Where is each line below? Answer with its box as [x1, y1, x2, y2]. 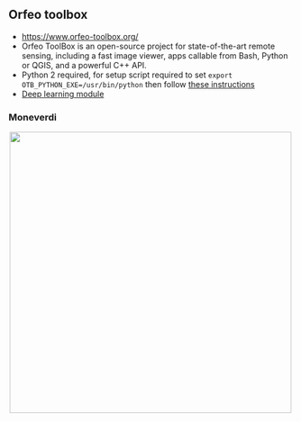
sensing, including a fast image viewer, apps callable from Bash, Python [21, 49, 288, 61]
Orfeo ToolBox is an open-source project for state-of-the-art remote [21, 40, 276, 51]
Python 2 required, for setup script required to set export [21, 69, 233, 80]
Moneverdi [8, 111, 58, 123]
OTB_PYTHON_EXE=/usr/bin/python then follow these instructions [21, 78, 255, 89]
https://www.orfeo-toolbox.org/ [21, 31, 139, 41]
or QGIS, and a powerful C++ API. [21, 59, 148, 70]
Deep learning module [21, 88, 105, 99]
